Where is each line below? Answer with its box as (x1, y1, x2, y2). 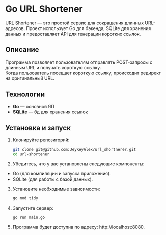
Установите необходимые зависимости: (12, 186, 100, 192)
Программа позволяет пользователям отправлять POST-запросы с (5, 59, 153, 65)
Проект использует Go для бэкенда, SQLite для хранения (26, 25, 151, 31)
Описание (5, 45, 39, 54)
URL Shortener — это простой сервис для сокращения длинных (5, 20, 144, 26)
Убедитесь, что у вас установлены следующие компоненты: (12, 161, 145, 167)
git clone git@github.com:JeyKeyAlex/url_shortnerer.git (12, 147, 136, 152)
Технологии (5, 90, 45, 99)
